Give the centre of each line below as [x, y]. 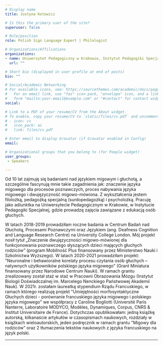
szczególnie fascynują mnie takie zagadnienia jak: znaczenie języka [73, 184]
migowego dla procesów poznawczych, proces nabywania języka [71, 190]
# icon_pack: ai [24, 125]
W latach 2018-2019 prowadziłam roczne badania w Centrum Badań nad [77, 224]
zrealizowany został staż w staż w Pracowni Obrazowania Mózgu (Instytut [79, 276]
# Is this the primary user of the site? [48, 23]
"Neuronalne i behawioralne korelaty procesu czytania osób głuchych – [76, 261]
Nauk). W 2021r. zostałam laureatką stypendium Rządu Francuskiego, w [77, 287]
